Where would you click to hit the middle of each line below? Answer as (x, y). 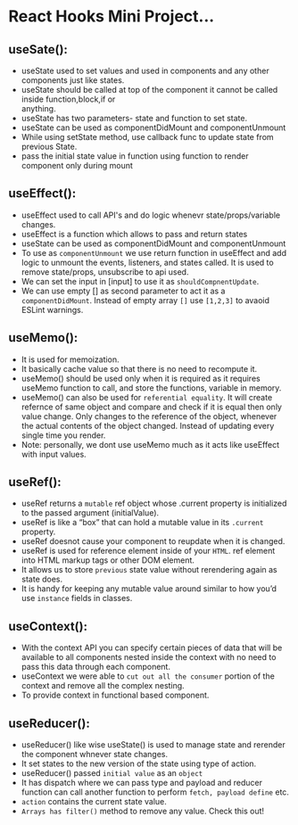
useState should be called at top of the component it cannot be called (149, 90)
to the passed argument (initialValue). (90, 513)
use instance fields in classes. (77, 598)
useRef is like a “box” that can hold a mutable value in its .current (142, 523)
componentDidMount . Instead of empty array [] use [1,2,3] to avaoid (145, 300)
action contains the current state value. (94, 802)
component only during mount (77, 165)
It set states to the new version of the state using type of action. (139, 763)
